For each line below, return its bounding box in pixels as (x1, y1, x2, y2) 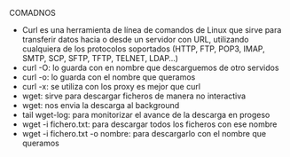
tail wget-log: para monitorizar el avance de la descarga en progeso (21, 110, 270, 120)
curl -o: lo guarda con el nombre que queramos (21, 72, 196, 82)
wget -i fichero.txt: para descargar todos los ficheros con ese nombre (21, 119, 278, 130)
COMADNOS (9, 8, 56, 18)
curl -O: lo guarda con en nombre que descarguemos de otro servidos (21, 62, 279, 73)
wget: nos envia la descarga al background (21, 100, 180, 110)
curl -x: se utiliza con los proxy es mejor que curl (21, 82, 201, 91)
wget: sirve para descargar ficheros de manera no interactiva (21, 90, 247, 101)
